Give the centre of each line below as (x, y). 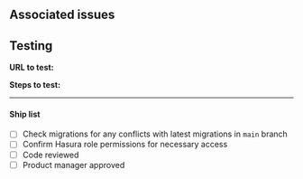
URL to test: (32, 68)
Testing (31, 46)
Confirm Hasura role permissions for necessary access (125, 145)
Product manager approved (73, 165)
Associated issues (62, 15)
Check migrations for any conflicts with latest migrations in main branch (155, 134)
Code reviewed (50, 155)
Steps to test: (35, 85)
